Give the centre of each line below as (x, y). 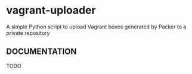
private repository (28, 33)
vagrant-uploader (51, 10)
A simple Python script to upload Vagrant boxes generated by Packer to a (96, 27)
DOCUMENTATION (41, 52)
